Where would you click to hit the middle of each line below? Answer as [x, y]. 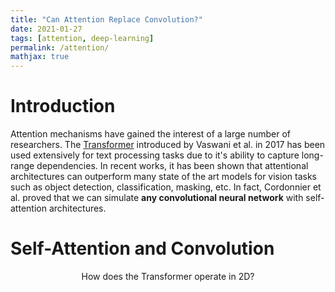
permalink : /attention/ [60, 47]
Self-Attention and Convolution [142, 248]
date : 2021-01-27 [46, 29]
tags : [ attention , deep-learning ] [82, 38]
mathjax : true [40, 57]
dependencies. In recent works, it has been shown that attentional [172, 166]
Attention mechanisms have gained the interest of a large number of [150, 134]
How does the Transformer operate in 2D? [168, 276]
